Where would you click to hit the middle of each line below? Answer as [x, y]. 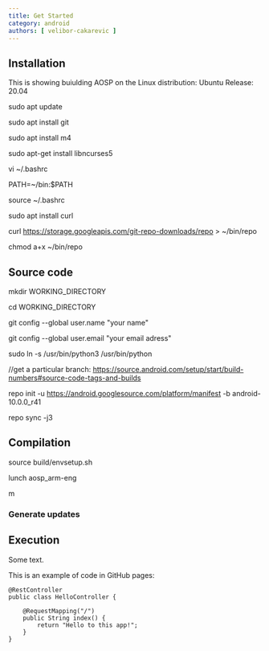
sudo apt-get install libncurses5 [61, 154]
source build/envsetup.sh [51, 462]
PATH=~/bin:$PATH [41, 185]
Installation [37, 63]
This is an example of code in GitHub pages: [82, 575]
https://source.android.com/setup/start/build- [168, 369]
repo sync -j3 [31, 418]
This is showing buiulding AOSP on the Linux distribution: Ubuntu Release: [131, 83]
